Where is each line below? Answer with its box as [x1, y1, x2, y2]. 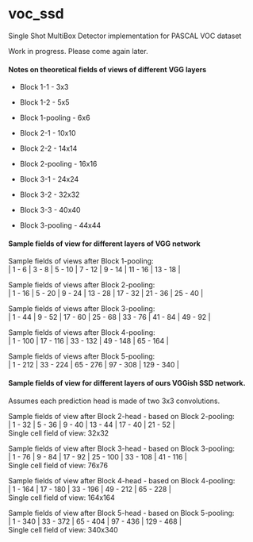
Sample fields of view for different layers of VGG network [8, 239, 201, 248]
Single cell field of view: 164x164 [8, 493, 115, 502]
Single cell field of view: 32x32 [8, 428, 109, 437]
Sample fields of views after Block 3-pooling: [8, 304, 155, 313]
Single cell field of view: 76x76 [8, 460, 109, 470]
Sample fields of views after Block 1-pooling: [8, 256, 154, 266]
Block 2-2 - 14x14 [19, 144, 78, 153]
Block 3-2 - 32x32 [19, 190, 80, 199]
